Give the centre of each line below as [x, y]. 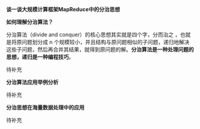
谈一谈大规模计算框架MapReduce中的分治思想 [63, 9]
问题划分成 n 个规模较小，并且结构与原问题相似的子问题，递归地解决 [106, 42]
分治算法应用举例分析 [32, 82]
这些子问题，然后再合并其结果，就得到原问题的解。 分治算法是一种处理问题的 [100, 49]
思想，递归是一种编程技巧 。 [40, 57]
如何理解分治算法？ [30, 22]
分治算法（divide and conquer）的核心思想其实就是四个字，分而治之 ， [93, 34]
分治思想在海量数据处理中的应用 [45, 107]
